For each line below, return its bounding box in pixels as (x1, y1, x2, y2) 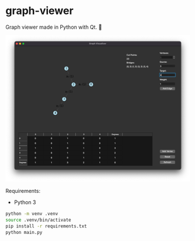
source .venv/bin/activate (5, 217, 71, 223)
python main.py (5, 229, 43, 235)
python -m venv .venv (5, 211, 59, 217)
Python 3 (13, 199, 36, 206)
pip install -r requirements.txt (5, 223, 87, 229)
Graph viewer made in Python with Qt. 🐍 (5, 23, 102, 30)
